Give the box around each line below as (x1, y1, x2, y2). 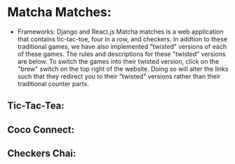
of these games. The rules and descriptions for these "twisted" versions (17, 50, 226, 58)
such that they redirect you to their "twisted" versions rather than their (17, 71, 221, 81)
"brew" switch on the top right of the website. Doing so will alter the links (17, 64, 229, 73)
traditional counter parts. (17, 79, 89, 88)
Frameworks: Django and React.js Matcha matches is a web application (17, 27, 224, 36)
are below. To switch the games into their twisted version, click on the (17, 57, 220, 65)
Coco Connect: (7, 123, 75, 135)
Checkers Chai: (7, 148, 76, 160)
